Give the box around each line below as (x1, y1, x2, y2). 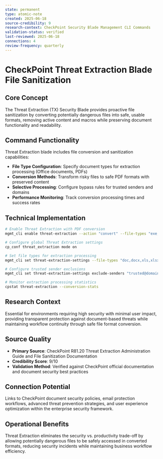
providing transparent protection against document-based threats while (5, 316, 148, 322)
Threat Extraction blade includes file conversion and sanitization (5, 149, 133, 155)
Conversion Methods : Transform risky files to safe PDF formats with (12, 174, 149, 180)
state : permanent (5, 7, 40, 12)
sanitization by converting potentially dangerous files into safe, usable (5, 112, 145, 118)
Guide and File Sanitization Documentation (12, 353, 98, 359)
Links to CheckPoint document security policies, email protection (5, 395, 135, 401)
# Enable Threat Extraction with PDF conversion (5, 227, 105, 232)
